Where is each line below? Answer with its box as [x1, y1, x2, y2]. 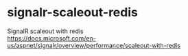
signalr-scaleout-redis [7, 5, 139, 20]
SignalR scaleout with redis [7, 27, 84, 35]
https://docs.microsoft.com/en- [7, 34, 96, 42]
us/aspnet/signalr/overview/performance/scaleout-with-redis [7, 41, 180, 49]
